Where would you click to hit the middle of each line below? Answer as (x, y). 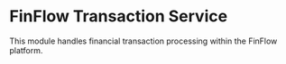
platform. (26, 50)
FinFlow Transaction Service (119, 16)
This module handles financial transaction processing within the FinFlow (143, 41)
